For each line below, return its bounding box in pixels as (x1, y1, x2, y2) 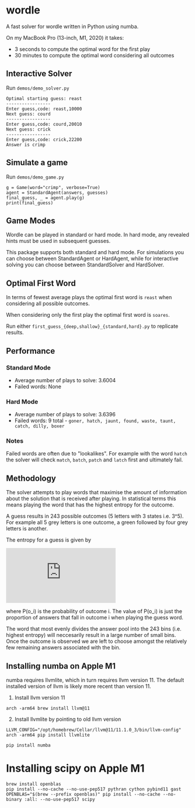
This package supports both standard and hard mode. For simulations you (6, 249, 184, 256)
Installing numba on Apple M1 (6, 661, 116, 671)
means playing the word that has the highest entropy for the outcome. (6, 501, 174, 508)
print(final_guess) (6, 200, 54, 206)
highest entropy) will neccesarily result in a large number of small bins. (6, 632, 176, 639)
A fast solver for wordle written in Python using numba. (6, 23, 139, 30)
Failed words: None (14, 383, 61, 390)
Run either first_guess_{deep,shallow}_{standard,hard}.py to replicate (6, 323, 179, 330)
